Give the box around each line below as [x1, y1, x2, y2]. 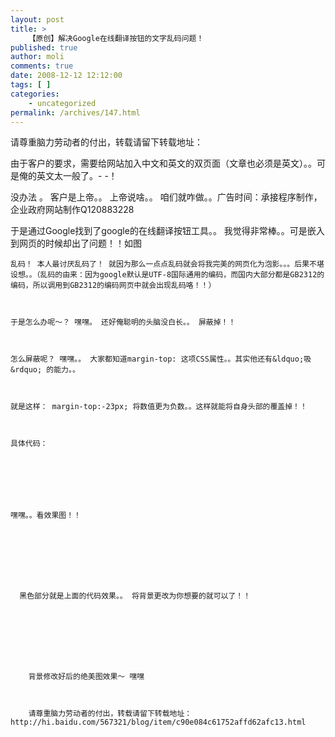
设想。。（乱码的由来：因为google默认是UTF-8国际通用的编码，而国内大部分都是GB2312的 [10, 270, 325, 280]
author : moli [10, 52, 65, 62]
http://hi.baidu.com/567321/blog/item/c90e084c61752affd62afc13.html [10, 717, 307, 728]
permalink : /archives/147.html [10, 107, 141, 118]
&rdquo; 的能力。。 [10, 365, 80, 375]
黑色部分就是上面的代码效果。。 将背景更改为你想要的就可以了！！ [19, 591, 252, 601]
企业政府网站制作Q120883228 [10, 204, 135, 216]
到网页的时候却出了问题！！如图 [10, 237, 142, 250]
